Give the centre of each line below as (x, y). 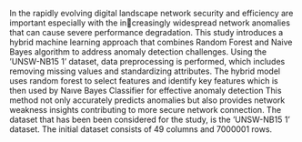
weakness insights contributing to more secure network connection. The (146, 110)
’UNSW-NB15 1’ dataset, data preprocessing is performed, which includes (147, 61)
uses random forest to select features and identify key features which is (144, 81)
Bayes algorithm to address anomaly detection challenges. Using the (138, 52)
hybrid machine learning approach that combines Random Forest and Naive (151, 42)
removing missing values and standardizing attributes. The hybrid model (145, 71)
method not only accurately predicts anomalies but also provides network (147, 100)
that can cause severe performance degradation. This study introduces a (146, 32)
